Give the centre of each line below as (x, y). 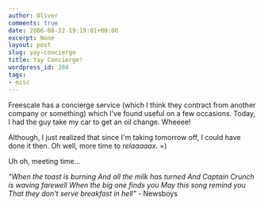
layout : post (30, 45)
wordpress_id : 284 (38, 68)
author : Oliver (33, 16)
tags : (17, 75)
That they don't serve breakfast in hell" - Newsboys (93, 193)
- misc (19, 82)
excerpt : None (32, 38)
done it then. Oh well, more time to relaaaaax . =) (88, 146)
